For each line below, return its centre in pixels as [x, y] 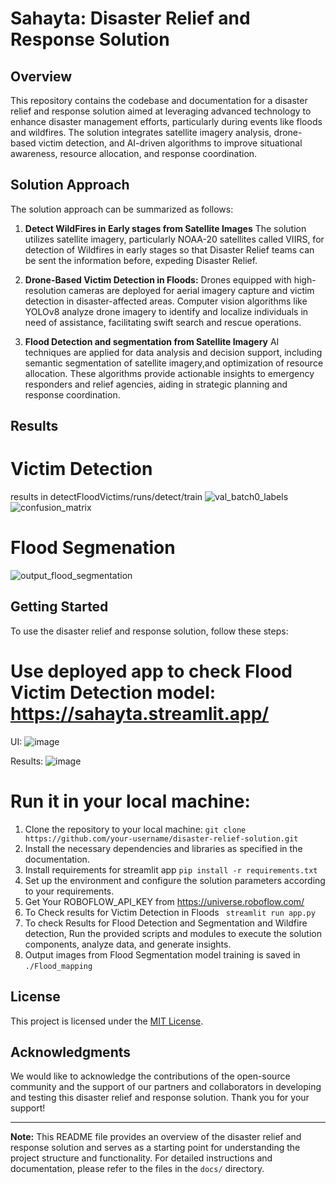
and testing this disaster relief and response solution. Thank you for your [160, 1098]
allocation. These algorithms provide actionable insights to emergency [169, 373]
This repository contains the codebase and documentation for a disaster [159, 100]
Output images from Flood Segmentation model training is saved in [162, 954]
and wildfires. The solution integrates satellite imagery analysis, [141, 132]
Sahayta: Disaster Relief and [130, 18]
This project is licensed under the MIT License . [107, 1021]
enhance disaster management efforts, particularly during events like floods [166, 121]
